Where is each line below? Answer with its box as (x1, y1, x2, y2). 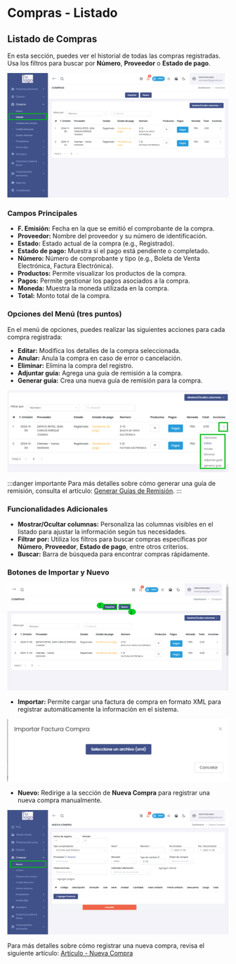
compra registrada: (7, 333, 63, 341)
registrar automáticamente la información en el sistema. (17, 705, 179, 713)
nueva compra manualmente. (17, 796, 103, 804)
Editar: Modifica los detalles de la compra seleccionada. (17, 346, 181, 354)
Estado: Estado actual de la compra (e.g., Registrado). (17, 239, 175, 248)
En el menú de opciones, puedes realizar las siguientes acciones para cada (7, 325, 225, 333)
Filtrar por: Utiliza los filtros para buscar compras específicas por (17, 534, 208, 543)
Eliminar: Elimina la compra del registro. (17, 361, 133, 370)
